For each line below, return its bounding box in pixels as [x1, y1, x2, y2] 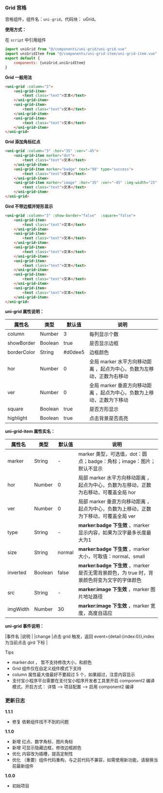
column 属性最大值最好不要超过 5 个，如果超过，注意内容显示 [12, 672, 135, 677]
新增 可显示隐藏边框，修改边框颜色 [12, 745, 81, 751]
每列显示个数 [89, 331, 119, 337]
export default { [5, 56, 40, 61]
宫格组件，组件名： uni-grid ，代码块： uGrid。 [5, 16, 98, 22]
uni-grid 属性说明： [5, 309, 45, 315]
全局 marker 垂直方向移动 [89, 382, 147, 389]
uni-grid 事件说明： [5, 623, 45, 629]
